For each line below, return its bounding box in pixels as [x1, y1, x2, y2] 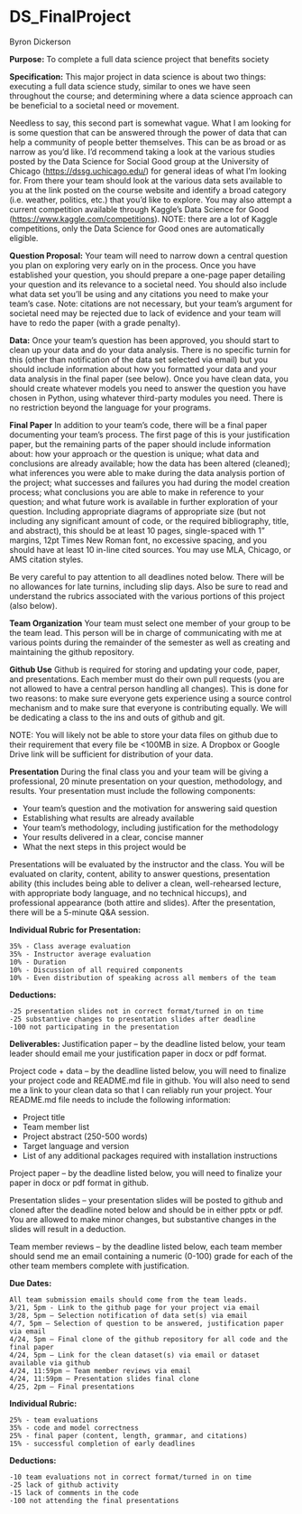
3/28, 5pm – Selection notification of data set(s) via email [9, 1311, 248, 1320]
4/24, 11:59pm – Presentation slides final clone [9, 1374, 200, 1383]
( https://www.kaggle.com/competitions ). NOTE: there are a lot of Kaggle [9, 213, 278, 224]
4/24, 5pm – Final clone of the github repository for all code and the [9, 1334, 288, 1343]
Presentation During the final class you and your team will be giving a [9, 766, 269, 777]
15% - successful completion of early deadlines [9, 1439, 196, 1448]
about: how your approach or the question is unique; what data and [9, 448, 260, 459]
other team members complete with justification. [9, 1260, 189, 1271]
